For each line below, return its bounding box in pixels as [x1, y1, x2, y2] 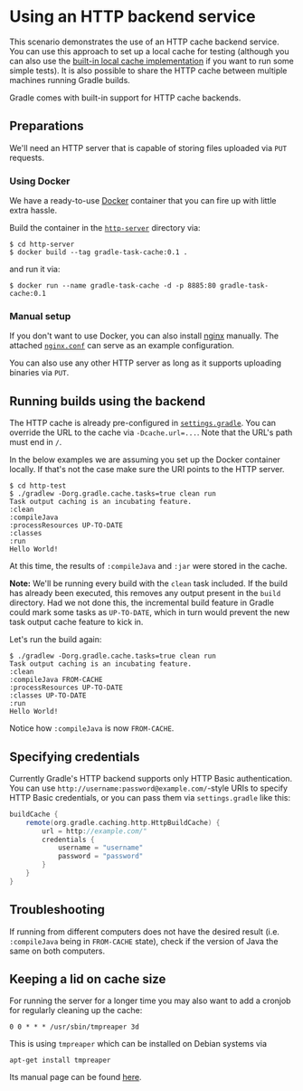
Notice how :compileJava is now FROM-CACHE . [9, 723, 175, 734]
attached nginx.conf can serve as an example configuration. [9, 340, 235, 351]
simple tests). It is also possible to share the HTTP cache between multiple [9, 65, 288, 76]
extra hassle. [9, 205, 57, 216]
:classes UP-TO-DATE [9, 691, 88, 700]
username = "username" [57, 843, 144, 852]
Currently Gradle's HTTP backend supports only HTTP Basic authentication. [9, 773, 293, 783]
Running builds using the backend [9, 394, 206, 409]
